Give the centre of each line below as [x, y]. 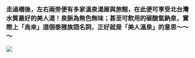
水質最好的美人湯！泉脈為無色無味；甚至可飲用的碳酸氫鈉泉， [95, 18]
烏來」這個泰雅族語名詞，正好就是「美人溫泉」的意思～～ [107, 27]
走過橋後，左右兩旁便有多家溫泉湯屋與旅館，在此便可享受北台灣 [97, 9]
